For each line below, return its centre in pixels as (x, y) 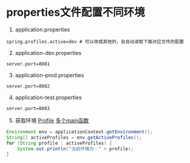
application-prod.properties (50, 75)
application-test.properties (48, 97)
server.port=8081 (28, 64)
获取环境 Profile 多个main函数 (52, 120)
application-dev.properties (48, 53)
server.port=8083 (28, 108)
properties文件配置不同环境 (76, 12)
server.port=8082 (28, 86)
